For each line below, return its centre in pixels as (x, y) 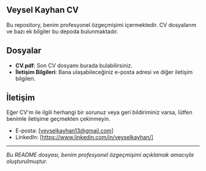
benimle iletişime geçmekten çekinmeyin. (59, 119)
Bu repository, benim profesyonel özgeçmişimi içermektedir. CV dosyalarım (101, 25)
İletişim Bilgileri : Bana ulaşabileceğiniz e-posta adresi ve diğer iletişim (104, 72)
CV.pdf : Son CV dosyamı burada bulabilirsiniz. (74, 65)
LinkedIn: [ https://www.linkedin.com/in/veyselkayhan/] (84, 137)
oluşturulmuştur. (27, 161)
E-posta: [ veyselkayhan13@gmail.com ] (64, 131)
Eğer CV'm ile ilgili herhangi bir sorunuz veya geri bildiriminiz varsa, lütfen (99, 112)
